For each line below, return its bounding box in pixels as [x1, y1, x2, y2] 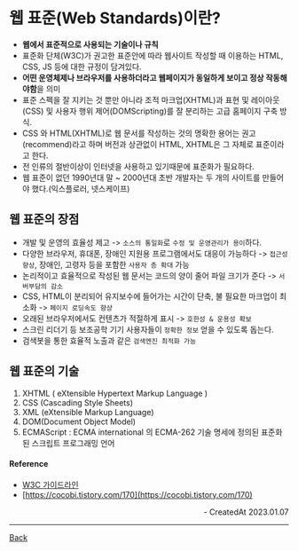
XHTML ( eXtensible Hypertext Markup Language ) [21, 388, 208, 398]
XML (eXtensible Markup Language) [21, 406, 154, 417]
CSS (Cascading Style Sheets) [21, 397, 134, 408]
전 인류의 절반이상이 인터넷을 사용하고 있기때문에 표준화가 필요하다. [21, 161, 255, 171]
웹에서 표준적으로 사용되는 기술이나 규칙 [21, 39, 159, 50]
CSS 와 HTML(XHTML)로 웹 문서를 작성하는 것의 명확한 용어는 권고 [21, 128, 256, 138]
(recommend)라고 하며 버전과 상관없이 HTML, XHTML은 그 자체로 [21, 138, 255, 149]
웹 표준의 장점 [9, 212, 80, 227]
